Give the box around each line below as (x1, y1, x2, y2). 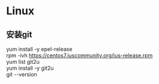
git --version (6, 71, 37, 78)
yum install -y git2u (6, 64, 54, 71)
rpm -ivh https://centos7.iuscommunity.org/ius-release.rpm (6, 52, 153, 59)
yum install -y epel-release (6, 46, 73, 52)
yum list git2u (6, 58, 40, 65)
